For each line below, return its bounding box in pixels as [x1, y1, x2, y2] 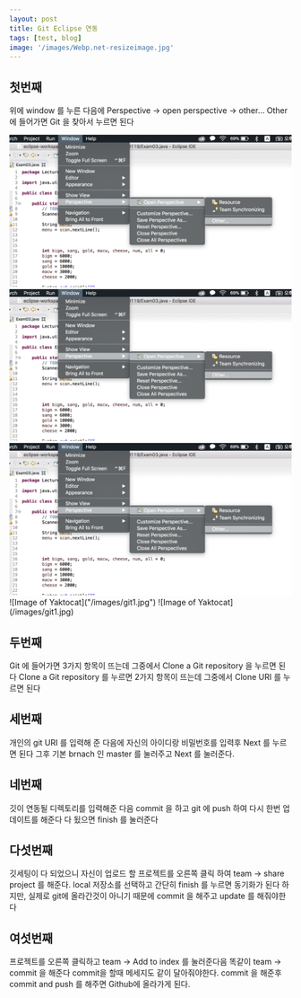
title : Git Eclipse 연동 [9, 23, 99, 33]
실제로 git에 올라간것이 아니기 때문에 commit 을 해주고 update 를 [28, 890, 255, 902]
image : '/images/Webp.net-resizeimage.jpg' [9, 43, 175, 52]
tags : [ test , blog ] [9, 33, 82, 42]
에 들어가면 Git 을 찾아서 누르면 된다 [9, 117, 134, 128]
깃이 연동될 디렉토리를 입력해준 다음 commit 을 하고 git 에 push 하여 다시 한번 [9, 802, 281, 813]
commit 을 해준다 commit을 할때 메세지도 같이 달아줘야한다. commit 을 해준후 [9, 967, 282, 978]
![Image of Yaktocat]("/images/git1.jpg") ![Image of [9, 597, 196, 608]
